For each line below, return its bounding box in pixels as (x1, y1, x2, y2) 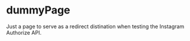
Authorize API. (6, 29, 42, 36)
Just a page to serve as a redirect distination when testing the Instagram (6, 23, 185, 30)
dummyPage (6, 4, 71, 17)
